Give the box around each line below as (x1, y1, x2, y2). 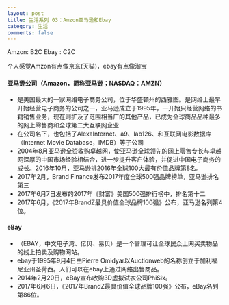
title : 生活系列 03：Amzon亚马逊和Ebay (7, 16, 111, 23)
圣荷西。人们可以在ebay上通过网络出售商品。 (35, 265, 163, 273)
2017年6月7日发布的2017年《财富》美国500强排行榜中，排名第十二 (16, 190, 206, 198)
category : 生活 (7, 23, 49, 29)
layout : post (7, 10, 44, 17)
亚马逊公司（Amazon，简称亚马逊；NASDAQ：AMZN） (7, 79, 166, 87)
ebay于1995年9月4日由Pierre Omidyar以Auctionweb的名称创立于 (16, 256, 200, 265)
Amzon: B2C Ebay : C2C (7, 48, 76, 56)
